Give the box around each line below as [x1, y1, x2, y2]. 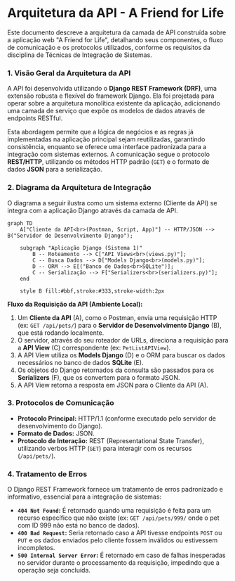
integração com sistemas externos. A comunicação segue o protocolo [7, 150, 210, 159]
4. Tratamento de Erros [7, 469, 88, 479]
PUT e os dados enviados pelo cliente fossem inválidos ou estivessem [17, 536, 218, 544]
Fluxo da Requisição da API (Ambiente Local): [7, 300, 143, 308]
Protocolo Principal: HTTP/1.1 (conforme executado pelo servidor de [17, 414, 216, 423]
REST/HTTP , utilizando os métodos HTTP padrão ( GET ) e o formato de [7, 158, 210, 166]
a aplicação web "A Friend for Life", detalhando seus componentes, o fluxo [7, 35, 223, 44]
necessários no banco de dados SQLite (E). [17, 358, 144, 366]
